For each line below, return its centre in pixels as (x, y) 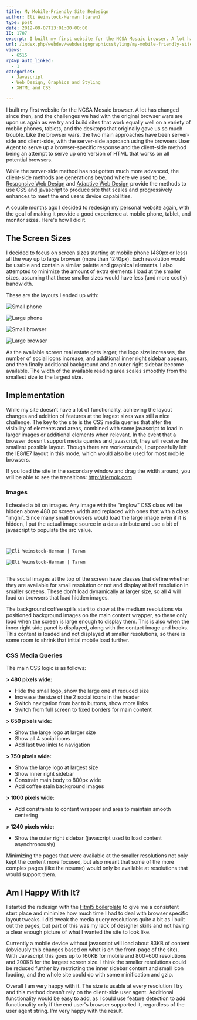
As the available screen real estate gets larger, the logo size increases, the (96, 352)
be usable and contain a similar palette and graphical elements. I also (89, 265)
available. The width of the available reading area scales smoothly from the (97, 371)
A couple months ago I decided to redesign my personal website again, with (98, 207)
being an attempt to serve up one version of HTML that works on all (88, 153)
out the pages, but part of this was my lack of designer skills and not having (98, 925)
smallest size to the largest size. (45, 377)
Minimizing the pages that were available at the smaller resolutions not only (97, 856)
